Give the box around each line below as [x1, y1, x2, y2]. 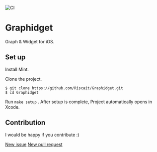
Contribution [5, 119, 46, 127]
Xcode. [5, 104, 20, 110]
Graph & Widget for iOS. [5, 38, 55, 44]
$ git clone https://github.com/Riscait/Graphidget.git [5, 85, 123, 91]
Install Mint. [5, 66, 29, 72]
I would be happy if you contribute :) [5, 132, 79, 138]
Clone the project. [5, 76, 42, 82]
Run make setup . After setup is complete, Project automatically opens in [5, 99, 153, 105]
